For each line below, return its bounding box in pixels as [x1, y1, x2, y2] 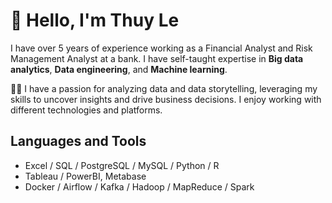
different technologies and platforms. [10, 104, 163, 116]
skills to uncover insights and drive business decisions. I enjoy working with [10, 93, 322, 105]
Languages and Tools [10, 133, 147, 150]
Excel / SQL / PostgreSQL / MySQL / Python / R [24, 159, 220, 171]
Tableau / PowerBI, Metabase [24, 170, 147, 182]
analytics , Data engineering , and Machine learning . [10, 63, 228, 75]
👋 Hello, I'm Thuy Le [10, 9, 180, 32]
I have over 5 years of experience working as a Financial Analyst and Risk [10, 42, 313, 54]
